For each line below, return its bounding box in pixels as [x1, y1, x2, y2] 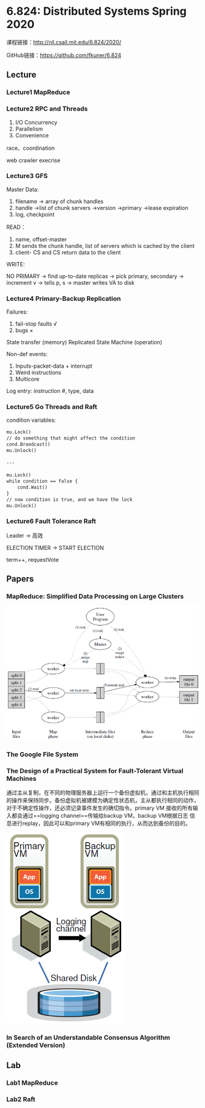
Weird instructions [15, 369, 62, 376]
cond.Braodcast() [6, 441, 51, 447]
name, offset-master [15, 235, 67, 243]
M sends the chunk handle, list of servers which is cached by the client [15, 242, 195, 249]
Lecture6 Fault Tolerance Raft [6, 517, 97, 525]
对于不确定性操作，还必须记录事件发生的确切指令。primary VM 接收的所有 [6, 804, 193, 812]
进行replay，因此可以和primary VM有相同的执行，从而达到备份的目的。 [11, 819, 191, 827]
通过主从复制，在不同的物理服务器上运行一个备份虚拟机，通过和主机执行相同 [6, 789, 199, 796]
